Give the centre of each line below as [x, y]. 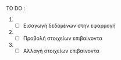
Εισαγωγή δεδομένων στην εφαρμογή [69, 26]
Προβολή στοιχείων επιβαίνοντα [63, 38]
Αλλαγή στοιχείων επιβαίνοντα [61, 51]
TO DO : [16, 8]
